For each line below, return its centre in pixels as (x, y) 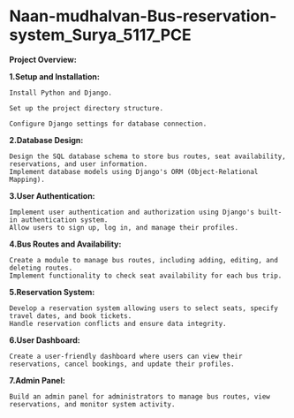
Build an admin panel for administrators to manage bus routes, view (140, 396)
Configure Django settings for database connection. (108, 124)
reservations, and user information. (79, 164)
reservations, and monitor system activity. (92, 404)
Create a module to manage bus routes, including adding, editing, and (143, 260)
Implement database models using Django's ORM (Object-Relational (134, 171)
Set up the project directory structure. (87, 108)
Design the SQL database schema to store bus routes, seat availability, (148, 156)
